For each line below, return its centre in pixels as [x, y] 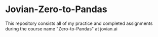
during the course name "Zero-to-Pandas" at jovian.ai [61, 28]
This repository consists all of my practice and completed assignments [79, 23]
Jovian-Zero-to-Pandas [56, 9]
